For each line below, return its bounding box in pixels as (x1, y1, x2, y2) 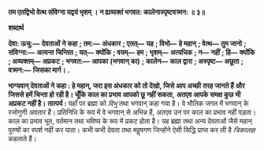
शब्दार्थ (8, 24, 24, 32)
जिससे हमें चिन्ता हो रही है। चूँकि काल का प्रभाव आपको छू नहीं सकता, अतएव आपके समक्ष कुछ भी (8, 90, 241, 99)
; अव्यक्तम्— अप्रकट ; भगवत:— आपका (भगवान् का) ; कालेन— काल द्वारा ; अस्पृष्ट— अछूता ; (8, 57, 244, 66)
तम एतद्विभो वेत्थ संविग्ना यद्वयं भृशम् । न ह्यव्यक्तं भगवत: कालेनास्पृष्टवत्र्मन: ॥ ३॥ (8, 8, 205, 16)
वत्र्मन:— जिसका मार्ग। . (8, 65, 71, 75)
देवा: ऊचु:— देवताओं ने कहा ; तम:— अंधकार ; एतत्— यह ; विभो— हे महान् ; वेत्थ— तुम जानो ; (8, 39, 247, 48)
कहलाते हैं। (8, 134, 37, 143)
